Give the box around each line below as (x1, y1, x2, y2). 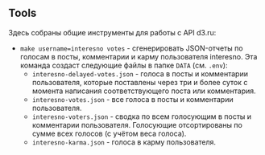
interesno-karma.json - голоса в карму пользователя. (31, 137, 216, 147)
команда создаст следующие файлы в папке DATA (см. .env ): (19, 60, 228, 70)
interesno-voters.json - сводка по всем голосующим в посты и (31, 112, 252, 121)
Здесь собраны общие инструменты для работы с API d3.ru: (8, 27, 217, 37)
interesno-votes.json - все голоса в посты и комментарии (31, 94, 234, 104)
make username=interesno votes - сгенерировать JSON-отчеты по (19, 43, 243, 53)
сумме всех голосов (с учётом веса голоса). (31, 128, 187, 138)
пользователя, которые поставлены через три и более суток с (31, 77, 248, 87)
